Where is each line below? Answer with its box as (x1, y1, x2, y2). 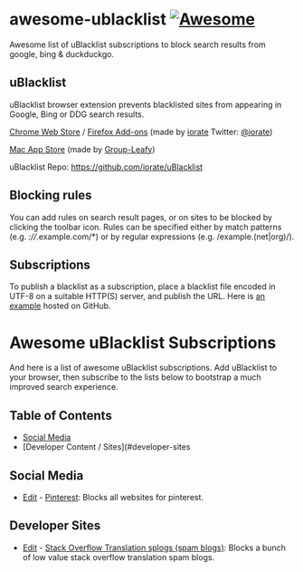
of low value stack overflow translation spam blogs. (22, 551, 215, 562)
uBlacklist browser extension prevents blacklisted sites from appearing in (9, 99, 282, 110)
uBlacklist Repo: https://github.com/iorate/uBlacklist (9, 161, 204, 172)
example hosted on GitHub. (9, 300, 111, 312)
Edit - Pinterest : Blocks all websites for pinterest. (22, 491, 204, 502)
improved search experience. (9, 382, 119, 393)
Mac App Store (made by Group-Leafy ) (9, 143, 156, 154)
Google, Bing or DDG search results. (9, 109, 145, 120)
